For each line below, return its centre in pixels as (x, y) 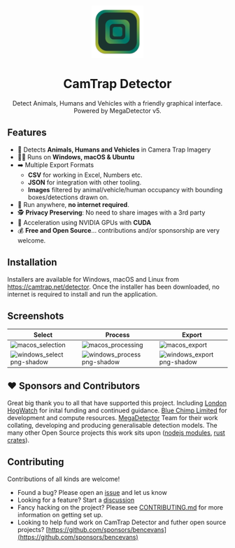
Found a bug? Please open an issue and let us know (92, 492)
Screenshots (36, 316)
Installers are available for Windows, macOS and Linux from (93, 279)
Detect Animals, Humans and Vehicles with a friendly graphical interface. (117, 103)
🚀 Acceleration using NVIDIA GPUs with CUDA (84, 222)
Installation (32, 262)
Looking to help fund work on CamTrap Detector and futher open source (122, 522)
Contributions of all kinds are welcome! (64, 479)
